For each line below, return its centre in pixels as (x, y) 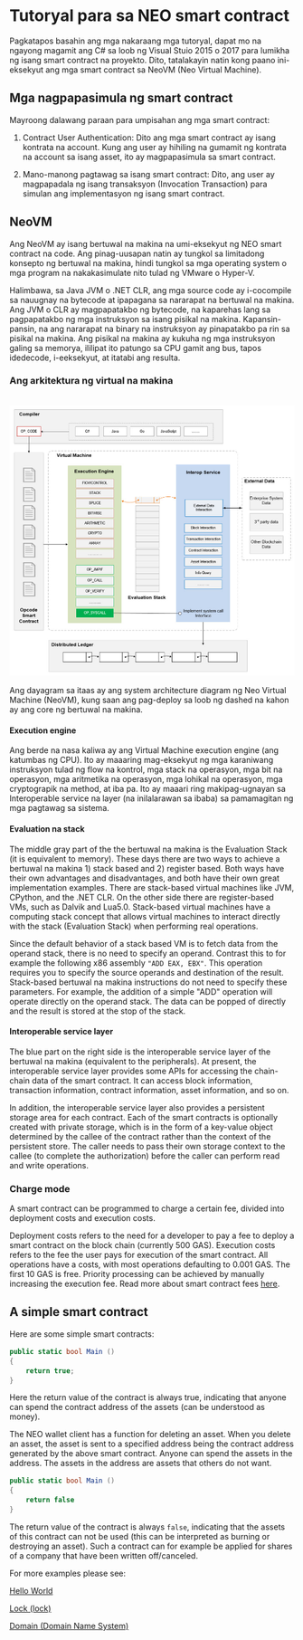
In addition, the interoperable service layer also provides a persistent (137, 1107)
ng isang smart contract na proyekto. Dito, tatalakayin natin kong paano (142, 60)
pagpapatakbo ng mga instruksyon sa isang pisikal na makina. (125, 319)
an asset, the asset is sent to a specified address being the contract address (151, 1444)
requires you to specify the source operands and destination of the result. (147, 972)
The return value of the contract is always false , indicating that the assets (147, 1527)
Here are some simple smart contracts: (82, 1334)
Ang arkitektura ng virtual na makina (91, 381)
